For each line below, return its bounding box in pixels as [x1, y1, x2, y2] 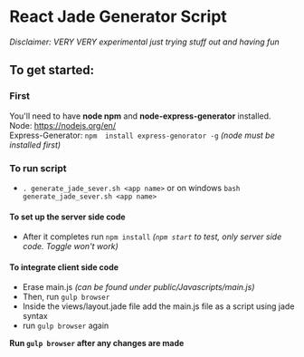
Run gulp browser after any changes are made [9, 338, 185, 349]
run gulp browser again [22, 320, 109, 332]
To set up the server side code [9, 211, 126, 222]
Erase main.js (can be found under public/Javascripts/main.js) [22, 282, 255, 293]
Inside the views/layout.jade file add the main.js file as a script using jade [22, 301, 295, 312]
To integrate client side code [9, 261, 119, 273]
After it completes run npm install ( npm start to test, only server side [22, 231, 282, 242]
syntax [22, 311, 48, 322]
